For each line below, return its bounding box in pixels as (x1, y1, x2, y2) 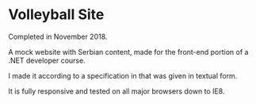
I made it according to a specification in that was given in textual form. (8, 71, 238, 80)
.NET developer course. (8, 56, 86, 65)
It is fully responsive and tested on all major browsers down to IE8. (8, 86, 225, 96)
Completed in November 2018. (8, 32, 108, 41)
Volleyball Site (8, 6, 105, 24)
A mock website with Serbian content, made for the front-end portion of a (8, 47, 249, 56)
